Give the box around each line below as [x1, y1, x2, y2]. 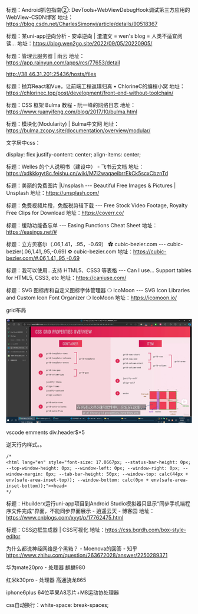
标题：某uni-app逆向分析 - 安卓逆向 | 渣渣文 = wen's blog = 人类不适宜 [6, 32, 178, 40]
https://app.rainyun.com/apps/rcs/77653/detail [6, 59, 120, 66]
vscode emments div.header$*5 [6, 429, 85, 436]
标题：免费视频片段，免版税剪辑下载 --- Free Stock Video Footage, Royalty [6, 202, 188, 209]
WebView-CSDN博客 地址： [6, 14, 74, 21]
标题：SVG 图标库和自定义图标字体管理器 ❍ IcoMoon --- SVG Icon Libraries [6, 287, 190, 293]
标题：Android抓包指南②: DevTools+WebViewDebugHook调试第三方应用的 [6, 6, 190, 13]
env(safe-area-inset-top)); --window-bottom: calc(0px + [6, 477, 149, 483]
